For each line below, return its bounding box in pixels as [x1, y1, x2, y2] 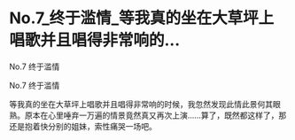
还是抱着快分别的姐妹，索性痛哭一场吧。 [9, 121, 157, 131]
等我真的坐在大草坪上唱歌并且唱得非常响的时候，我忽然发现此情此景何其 [9, 98, 273, 109]
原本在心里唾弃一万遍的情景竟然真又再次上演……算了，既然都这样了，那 [24, 110, 287, 121]
